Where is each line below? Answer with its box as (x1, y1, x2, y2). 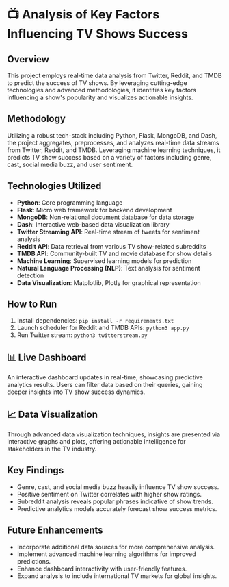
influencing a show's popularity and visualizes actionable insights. (7, 93, 193, 101)
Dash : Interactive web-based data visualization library (16, 220, 170, 228)
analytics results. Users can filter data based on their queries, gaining (7, 381, 203, 389)
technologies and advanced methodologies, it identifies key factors (7, 86, 197, 94)
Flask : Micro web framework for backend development (16, 205, 172, 214)
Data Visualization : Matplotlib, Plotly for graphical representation (16, 278, 202, 286)
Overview (7, 53, 50, 65)
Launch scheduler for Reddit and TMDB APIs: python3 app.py (16, 324, 189, 332)
